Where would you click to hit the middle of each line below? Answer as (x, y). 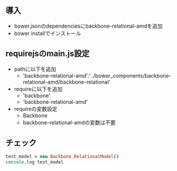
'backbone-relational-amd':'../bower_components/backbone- (97, 75)
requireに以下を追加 (38, 89)
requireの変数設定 (36, 108)
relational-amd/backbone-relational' (66, 82)
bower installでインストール (48, 33)
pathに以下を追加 (35, 69)
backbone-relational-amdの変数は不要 (69, 122)
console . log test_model (35, 162)
